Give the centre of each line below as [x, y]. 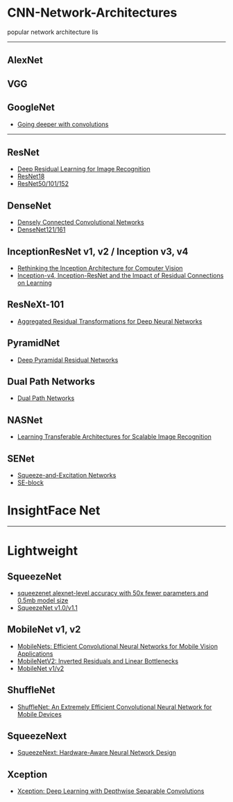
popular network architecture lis [53, 32]
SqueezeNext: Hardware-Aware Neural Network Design [97, 753]
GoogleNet [31, 108]
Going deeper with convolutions [63, 124]
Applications [35, 654]
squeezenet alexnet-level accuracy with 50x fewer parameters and [113, 593]
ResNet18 [31, 176]
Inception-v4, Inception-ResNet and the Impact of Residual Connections [120, 275]
